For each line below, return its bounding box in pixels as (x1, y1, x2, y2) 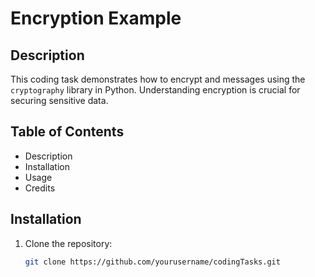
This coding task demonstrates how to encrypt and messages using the (10, 73, 306, 85)
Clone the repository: (24, 237, 113, 249)
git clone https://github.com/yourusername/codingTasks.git (24, 257, 281, 267)
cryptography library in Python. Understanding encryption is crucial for (10, 84, 301, 96)
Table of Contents (10, 123, 125, 141)
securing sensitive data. (10, 95, 109, 106)
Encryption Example (10, 7, 182, 30)
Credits (24, 182, 56, 194)
